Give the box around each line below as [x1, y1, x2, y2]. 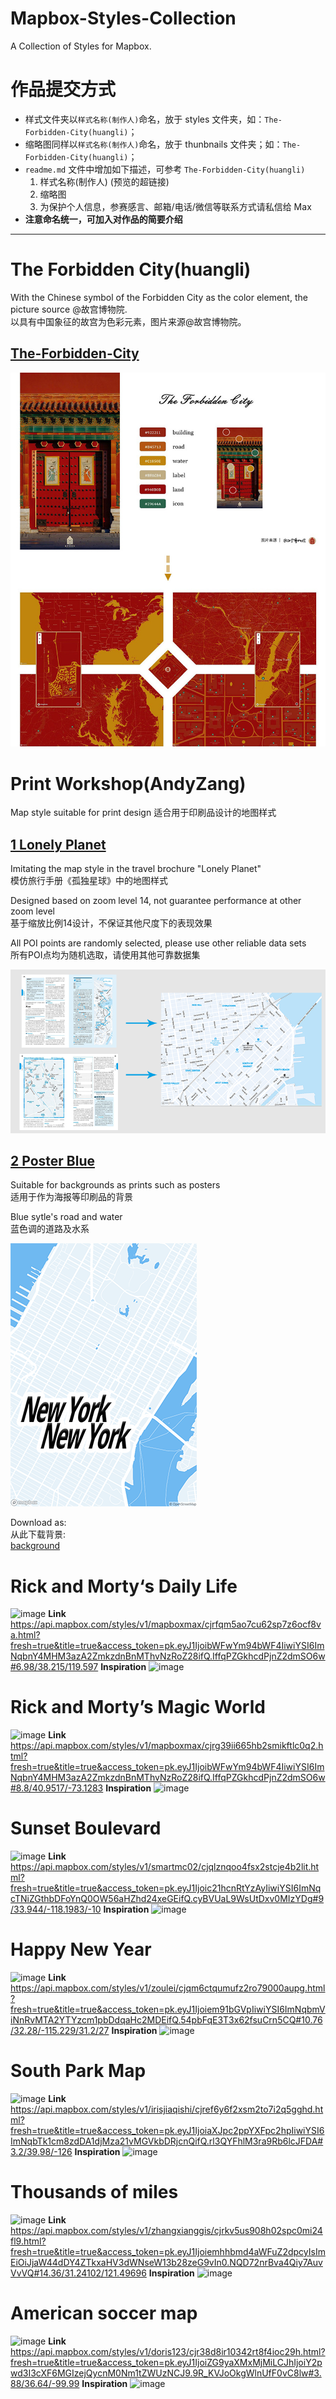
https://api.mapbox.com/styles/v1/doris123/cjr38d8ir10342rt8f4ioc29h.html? [10, 2345, 326, 2357]
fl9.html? [10, 2235, 47, 2247]
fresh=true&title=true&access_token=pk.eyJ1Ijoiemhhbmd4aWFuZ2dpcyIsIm [10, 2245, 326, 2257]
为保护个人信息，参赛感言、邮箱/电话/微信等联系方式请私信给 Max [39, 200, 312, 212]
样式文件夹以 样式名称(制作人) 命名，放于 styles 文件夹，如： [24, 113, 265, 125]
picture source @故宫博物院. [10, 303, 128, 315]
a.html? [10, 1629, 41, 1641]
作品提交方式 [10, 78, 117, 101]
